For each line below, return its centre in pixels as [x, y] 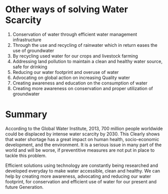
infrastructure [27, 40]
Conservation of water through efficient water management [75, 34]
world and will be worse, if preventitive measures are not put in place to [80, 150]
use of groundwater [33, 50]
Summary [26, 114]
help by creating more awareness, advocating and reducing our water [78, 176]
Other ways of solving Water [67, 9]
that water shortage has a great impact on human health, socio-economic [82, 139]
